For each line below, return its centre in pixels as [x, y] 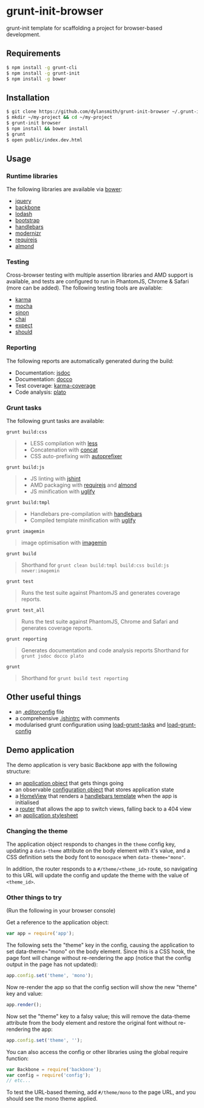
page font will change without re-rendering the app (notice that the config [99, 958]
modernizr [28, 233]
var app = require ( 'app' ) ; [40, 934]
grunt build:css [27, 432]
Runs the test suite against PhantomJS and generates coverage [100, 593]
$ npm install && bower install [47, 129]
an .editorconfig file [39, 712]
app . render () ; [24, 1005]
